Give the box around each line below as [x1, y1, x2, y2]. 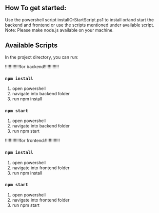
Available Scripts [5, 41, 58, 50]
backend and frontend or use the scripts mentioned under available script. [5, 22, 155, 28]
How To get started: [5, 4, 67, 12]
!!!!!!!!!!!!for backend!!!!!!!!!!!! [5, 63, 59, 70]
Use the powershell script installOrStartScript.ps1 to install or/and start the [5, 17, 154, 22]
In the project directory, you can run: [5, 54, 79, 60]
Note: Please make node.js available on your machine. [5, 27, 114, 33]
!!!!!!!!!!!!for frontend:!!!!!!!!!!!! [5, 138, 60, 143]
